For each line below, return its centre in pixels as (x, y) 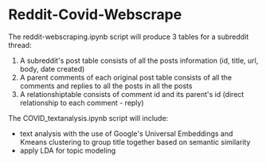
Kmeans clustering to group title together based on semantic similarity (135, 142)
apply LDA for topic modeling (68, 150)
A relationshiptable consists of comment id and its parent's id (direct (132, 94)
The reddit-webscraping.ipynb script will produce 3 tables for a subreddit (129, 37)
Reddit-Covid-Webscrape (95, 15)
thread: (20, 45)
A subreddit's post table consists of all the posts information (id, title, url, (139, 60)
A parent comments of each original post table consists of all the (126, 77)
